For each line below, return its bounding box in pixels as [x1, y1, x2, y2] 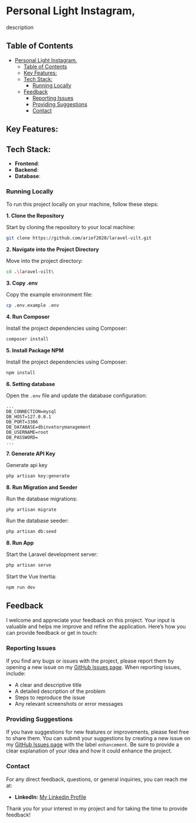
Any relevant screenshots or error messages [14, 700, 123, 708]
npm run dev [6, 584, 35, 590]
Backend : [14, 166, 39, 173]
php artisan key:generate [6, 472, 70, 479]
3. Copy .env [6, 279, 38, 287]
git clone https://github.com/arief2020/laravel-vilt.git [6, 235, 152, 241]
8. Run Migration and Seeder [6, 484, 78, 491]
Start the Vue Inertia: [6, 573, 57, 580]
